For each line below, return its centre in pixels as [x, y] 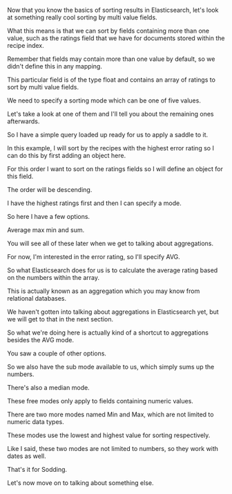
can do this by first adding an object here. [67, 156]
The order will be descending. [50, 189]
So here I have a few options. [49, 217]
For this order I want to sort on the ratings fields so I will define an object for [115, 169]
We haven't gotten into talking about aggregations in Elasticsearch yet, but [113, 312]
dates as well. [27, 456]
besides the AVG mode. [41, 340]
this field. [20, 176]
